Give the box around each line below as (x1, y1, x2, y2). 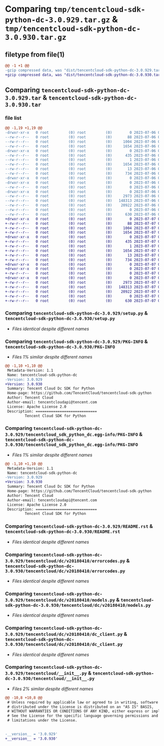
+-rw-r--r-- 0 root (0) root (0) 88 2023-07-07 (5, 221, 156, 226)
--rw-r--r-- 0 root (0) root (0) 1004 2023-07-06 (5, 139, 156, 144)
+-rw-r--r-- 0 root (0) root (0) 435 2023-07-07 (5, 239, 156, 244)
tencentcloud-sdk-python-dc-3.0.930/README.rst (5, 529, 121, 534)
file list (5, 114, 22, 121)
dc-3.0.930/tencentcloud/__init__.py (5, 676, 95, 682)
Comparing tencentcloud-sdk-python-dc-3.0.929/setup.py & (5, 310, 148, 317)
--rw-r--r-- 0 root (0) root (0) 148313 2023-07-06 (5, 198, 156, 203)
